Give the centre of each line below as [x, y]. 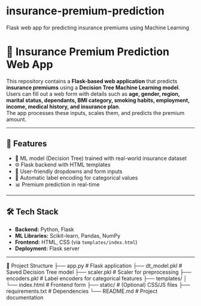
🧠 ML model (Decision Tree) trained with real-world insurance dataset [101, 158]
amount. [16, 119]
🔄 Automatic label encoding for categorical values [76, 177]
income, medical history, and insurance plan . [63, 107]
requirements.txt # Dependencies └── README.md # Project [82, 291]
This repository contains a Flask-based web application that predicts [92, 81]
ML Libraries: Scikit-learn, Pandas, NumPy [68, 235]
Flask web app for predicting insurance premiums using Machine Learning [98, 28]
